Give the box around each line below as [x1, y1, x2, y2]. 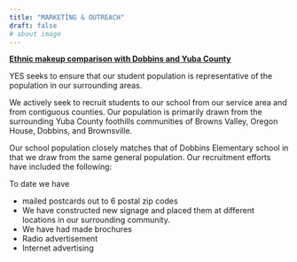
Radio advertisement [21, 234, 98, 244]
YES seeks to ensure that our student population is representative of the [9, 71, 273, 81]
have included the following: [9, 161, 113, 173]
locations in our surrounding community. [21, 214, 170, 226]
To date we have [9, 179, 70, 189]
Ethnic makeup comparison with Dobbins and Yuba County [9, 54, 231, 65]
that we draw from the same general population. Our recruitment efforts [9, 152, 271, 163]
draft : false [9, 21, 58, 30]
